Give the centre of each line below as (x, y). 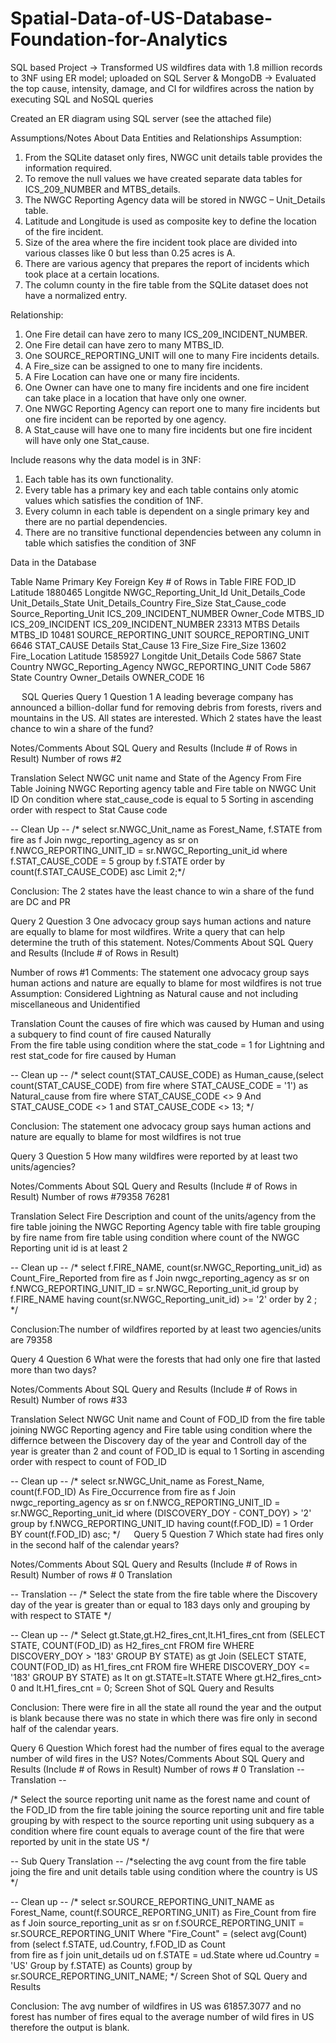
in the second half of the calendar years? (95, 1544)
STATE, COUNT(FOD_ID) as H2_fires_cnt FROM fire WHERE (132, 1645)
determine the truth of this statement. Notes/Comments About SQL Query (162, 942)
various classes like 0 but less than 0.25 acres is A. (130, 253)
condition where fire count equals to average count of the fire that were (157, 1831)
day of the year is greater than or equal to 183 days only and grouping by (160, 1604)
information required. (68, 168)
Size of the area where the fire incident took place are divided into (161, 242)
